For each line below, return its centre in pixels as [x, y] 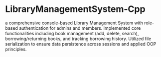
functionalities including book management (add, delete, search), [72, 33]
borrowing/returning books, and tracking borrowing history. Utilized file [78, 39]
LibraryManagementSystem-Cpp [75, 9]
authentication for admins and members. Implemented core [80, 28]
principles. [16, 49]
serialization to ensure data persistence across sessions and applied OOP [81, 44]
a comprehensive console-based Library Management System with [74, 23]
